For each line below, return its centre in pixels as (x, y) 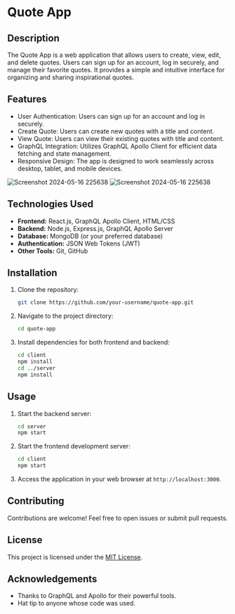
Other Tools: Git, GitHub (53, 251)
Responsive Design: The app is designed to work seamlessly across (115, 161)
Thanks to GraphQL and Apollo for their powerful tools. (97, 596)
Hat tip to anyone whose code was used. (76, 603)
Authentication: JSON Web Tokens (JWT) (79, 243)
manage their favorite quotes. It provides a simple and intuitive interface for (116, 70)
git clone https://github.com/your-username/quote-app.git (106, 302)
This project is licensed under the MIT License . (75, 557)
